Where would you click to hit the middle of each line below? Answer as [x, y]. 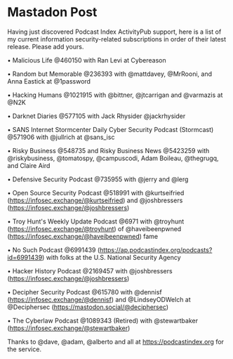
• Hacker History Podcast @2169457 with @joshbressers [90, 270]
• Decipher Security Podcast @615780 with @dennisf [85, 292]
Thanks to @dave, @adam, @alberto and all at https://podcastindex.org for [116, 341]
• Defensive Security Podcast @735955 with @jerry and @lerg [98, 179]
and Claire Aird [29, 165]
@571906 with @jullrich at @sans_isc [61, 137]
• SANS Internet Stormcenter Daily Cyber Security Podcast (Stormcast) [111, 129]
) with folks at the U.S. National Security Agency [111, 257]
